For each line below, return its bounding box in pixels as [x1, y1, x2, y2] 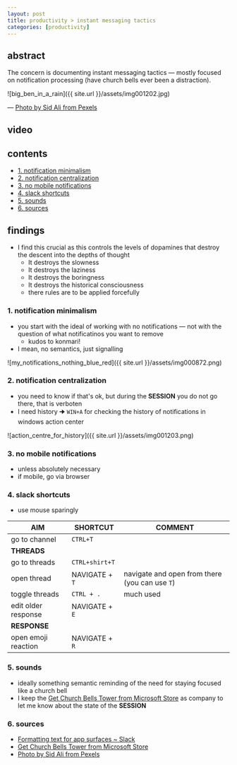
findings [7, 224, 45, 237]
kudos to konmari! [28, 337, 81, 345]
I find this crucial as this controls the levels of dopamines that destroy [17, 243, 220, 251]
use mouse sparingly [17, 506, 79, 514]
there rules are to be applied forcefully [28, 288, 140, 297]
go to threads [11, 557, 55, 567]
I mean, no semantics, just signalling [17, 344, 123, 353]
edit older [11, 601, 43, 611]
